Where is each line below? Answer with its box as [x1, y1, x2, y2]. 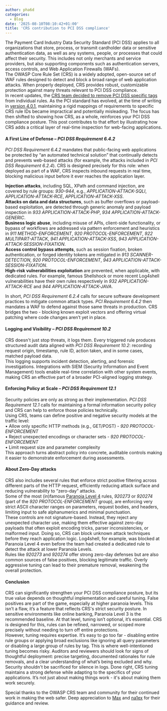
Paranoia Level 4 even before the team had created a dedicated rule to [5, 540, 151, 546]
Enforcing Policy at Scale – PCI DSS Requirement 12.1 [5, 385, 116, 391]
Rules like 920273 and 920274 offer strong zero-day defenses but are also [5, 551, 159, 557]
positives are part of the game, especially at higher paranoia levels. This [5, 600, 153, 606]
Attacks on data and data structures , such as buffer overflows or [5, 199, 141, 205]
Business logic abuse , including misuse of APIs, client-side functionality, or [5, 220, 161, 226]
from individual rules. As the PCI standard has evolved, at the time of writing [5, 98, 162, 104]
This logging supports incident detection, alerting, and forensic [5, 358, 135, 364]
